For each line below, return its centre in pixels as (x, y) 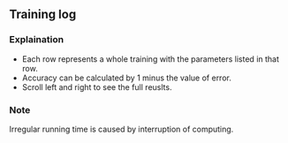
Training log (43, 15)
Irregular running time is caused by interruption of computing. (121, 129)
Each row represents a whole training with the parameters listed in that (151, 59)
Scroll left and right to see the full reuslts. (97, 87)
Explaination (37, 40)
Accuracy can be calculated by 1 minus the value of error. (126, 78)
